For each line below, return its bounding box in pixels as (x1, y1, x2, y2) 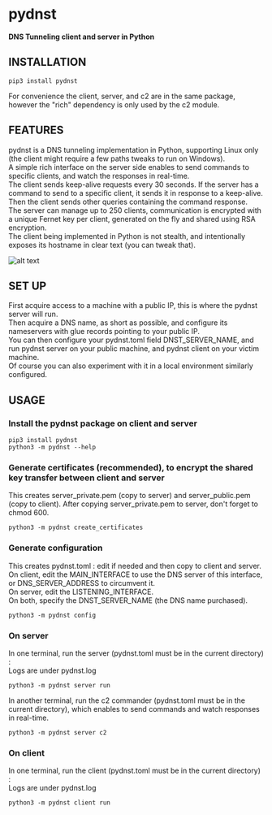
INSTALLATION (8, 55, 87, 69)
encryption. (8, 223, 47, 232)
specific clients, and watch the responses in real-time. (8, 171, 190, 180)
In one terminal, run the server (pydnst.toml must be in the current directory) (8, 648, 264, 658)
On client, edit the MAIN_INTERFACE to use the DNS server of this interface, (8, 570, 263, 579)
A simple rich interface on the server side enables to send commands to (8, 162, 250, 171)
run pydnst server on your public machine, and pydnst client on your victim (8, 344, 260, 353)
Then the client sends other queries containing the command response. (8, 197, 248, 206)
